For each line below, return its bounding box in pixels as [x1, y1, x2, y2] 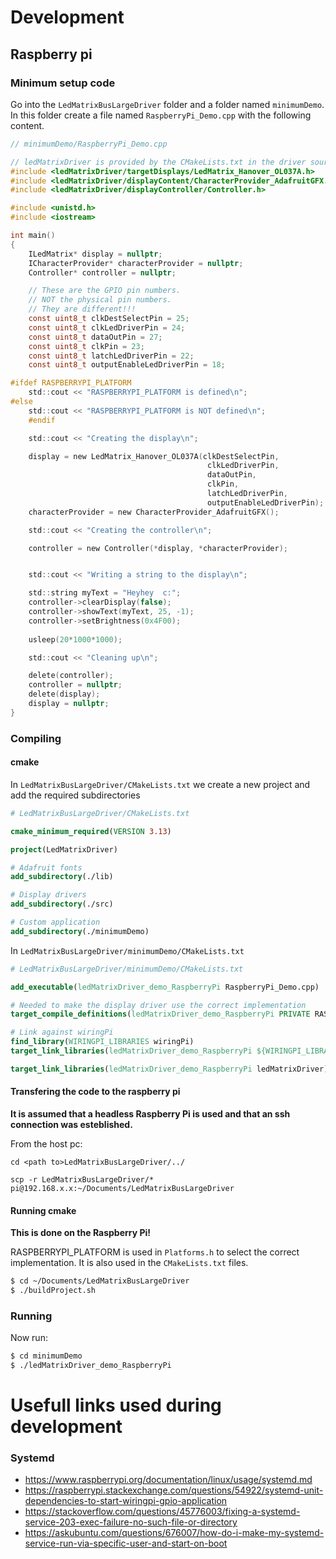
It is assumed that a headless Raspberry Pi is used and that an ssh [10, 1107, 291, 1120]
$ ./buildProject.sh [10, 1286, 97, 1296]
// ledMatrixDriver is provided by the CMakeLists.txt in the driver [10, 157, 307, 167]
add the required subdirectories [10, 789, 141, 801]
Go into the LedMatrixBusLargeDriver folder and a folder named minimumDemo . [10, 98, 325, 110]
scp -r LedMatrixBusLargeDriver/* [10, 1174, 155, 1185]
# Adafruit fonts [10, 862, 83, 873]
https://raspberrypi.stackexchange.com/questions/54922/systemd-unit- [24, 1484, 324, 1496]
